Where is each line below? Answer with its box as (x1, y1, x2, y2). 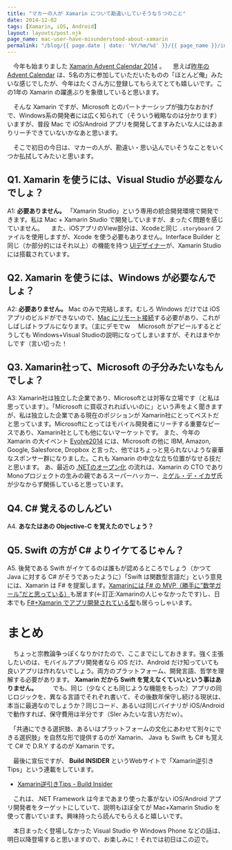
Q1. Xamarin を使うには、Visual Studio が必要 (7, 174, 205, 186)
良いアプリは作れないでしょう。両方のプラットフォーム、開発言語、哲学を (7, 667, 219, 674)
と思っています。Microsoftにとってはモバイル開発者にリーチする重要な (7, 419, 209, 428)
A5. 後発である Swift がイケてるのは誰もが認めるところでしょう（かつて (7, 564, 212, 572)
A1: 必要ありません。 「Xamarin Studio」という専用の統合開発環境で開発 (7, 207, 213, 215)
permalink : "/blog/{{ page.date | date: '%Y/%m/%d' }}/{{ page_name (7, 42, 209, 49)
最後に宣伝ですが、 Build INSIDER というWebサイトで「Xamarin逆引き (12, 757, 214, 764)
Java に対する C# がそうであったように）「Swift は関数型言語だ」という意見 (7, 573, 223, 581)
